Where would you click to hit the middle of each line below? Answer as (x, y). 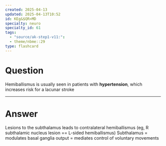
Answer (21, 114)
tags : (11, 32)
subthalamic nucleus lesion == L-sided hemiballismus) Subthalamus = (76, 133)
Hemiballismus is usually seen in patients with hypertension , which (74, 84)
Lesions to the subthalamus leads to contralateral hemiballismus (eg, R (77, 127)
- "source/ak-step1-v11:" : (37, 37)
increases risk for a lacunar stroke (40, 89)
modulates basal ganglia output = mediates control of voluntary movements (82, 138)
